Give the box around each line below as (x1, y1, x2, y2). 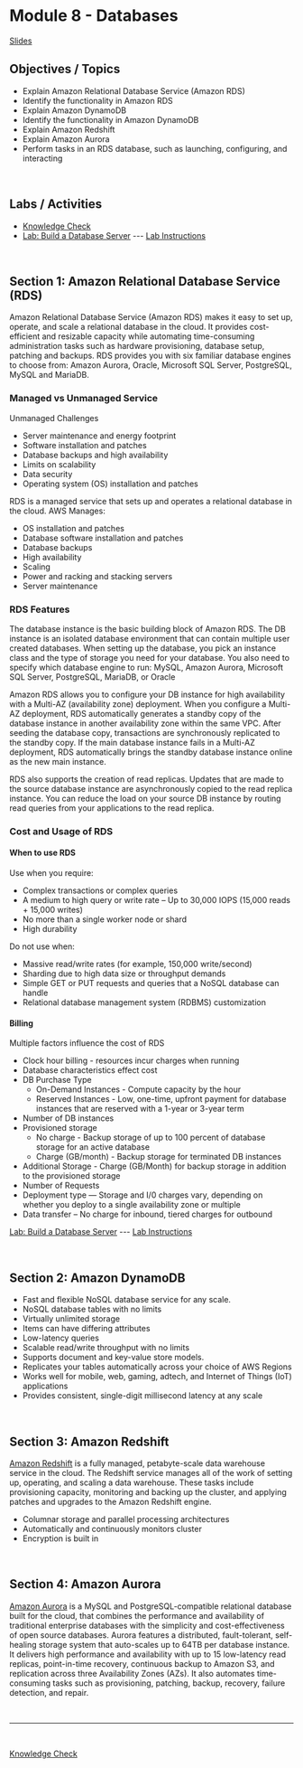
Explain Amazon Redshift (22, 124, 115, 135)
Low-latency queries (22, 1332, 99, 1343)
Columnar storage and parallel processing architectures (22, 1513, 230, 1524)
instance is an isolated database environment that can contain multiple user (9, 633, 290, 644)
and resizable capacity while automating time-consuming (41, 331, 255, 342)
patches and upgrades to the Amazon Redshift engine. (9, 1496, 212, 1507)
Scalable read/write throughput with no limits (22, 1342, 190, 1353)
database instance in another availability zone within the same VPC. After (9, 718, 281, 729)
